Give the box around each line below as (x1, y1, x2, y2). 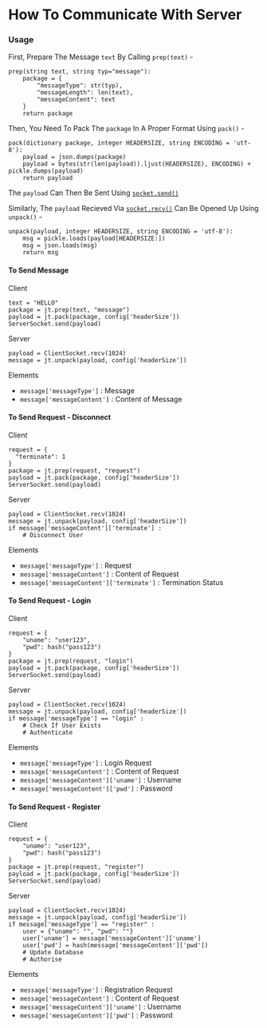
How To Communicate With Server (8, 6, 242, 24)
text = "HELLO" (8, 298, 59, 307)
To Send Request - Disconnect (8, 412, 112, 422)
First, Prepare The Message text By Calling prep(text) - (8, 52, 194, 62)
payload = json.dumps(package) (22, 153, 127, 161)
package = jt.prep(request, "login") (8, 657, 134, 665)
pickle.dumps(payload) (8, 167, 84, 175)
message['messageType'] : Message (19, 385, 135, 395)
